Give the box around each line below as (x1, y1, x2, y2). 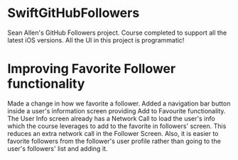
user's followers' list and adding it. (7, 144, 108, 153)
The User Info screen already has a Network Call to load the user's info (7, 114, 215, 122)
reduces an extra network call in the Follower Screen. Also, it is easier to (7, 129, 219, 137)
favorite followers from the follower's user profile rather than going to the (7, 137, 222, 145)
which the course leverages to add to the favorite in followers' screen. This (7, 122, 227, 130)
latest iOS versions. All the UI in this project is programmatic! (7, 35, 185, 44)
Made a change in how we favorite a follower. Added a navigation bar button (7, 99, 231, 108)
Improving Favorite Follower (7, 61, 176, 77)
